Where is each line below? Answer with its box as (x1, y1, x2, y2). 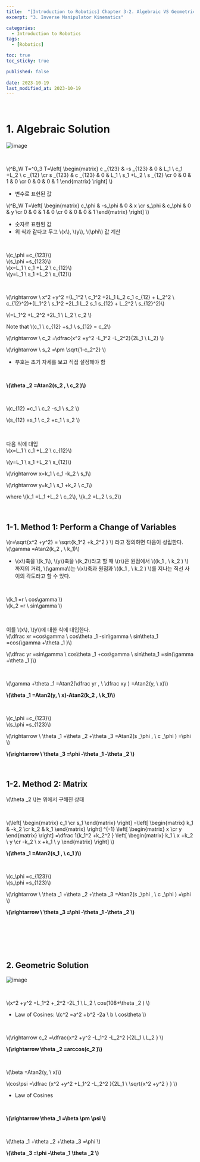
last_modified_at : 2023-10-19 (6, 85, 82, 91)
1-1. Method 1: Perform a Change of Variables (6, 522, 177, 532)
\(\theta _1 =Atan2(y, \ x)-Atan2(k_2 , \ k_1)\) (6, 691, 115, 699)
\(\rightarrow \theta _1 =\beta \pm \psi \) (6, 1114, 106, 1121)
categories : (6, 25, 36, 31)
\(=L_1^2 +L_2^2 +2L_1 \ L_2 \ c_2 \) (6, 311, 92, 319)
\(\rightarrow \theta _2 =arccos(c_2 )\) (6, 1045, 103, 1052)
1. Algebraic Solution (6, 123, 110, 136)
